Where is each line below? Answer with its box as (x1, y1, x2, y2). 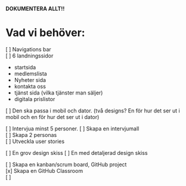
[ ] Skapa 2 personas (5, 131, 57, 138)
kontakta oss (14, 83, 46, 90)
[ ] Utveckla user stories (5, 138, 65, 145)
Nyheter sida (14, 76, 46, 83)
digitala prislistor (14, 95, 55, 102)
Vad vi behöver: (5, 26, 85, 39)
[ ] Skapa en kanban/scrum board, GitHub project (5, 161, 127, 168)
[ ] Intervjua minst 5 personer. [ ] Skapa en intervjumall (5, 125, 139, 132)
